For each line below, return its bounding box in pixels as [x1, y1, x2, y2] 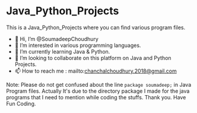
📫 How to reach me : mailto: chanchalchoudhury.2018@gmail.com [14, 67, 177, 74]
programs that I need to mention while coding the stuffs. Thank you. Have [6, 93, 186, 101]
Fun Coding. [6, 100, 36, 107]
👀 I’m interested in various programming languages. [14, 42, 141, 49]
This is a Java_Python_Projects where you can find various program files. [6, 24, 186, 31]
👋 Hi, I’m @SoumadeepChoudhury [14, 35, 99, 42]
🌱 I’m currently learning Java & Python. [14, 48, 110, 55]
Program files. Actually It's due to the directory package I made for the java [6, 87, 190, 95]
